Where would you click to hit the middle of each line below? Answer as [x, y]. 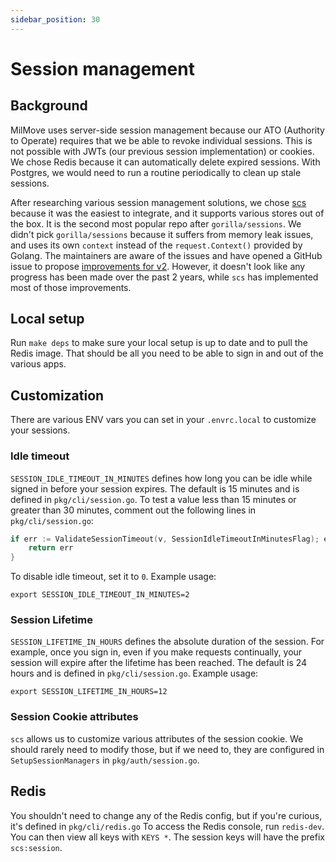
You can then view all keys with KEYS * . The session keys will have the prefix [167, 837]
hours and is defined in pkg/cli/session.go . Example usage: [134, 673]
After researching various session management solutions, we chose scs [158, 202]
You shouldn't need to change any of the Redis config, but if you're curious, [166, 815]
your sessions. [40, 430]
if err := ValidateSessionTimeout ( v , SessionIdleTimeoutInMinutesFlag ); [165, 539]
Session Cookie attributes [74, 717]
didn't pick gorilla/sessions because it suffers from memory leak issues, [162, 234]
